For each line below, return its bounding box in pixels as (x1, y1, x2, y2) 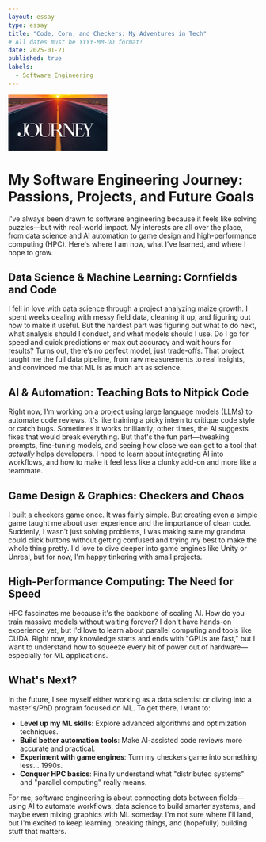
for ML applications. (43, 650, 108, 660)
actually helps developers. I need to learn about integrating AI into (8, 449, 224, 459)
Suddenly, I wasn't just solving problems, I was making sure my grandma (8, 527, 246, 537)
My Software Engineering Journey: (8, 170, 244, 189)
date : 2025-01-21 (8, 46, 66, 55)
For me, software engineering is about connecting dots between (8, 793, 218, 802)
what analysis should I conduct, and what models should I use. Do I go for (8, 329, 249, 339)
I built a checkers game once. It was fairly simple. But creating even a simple (8, 510, 258, 519)
